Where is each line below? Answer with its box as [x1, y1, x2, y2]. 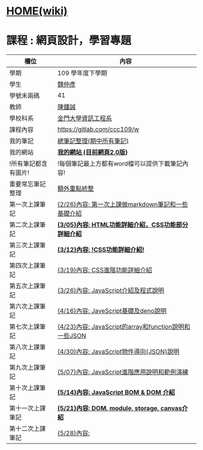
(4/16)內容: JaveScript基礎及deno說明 [57, 307, 167, 315]
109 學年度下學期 [57, 69, 108, 77]
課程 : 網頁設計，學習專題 [6, 34, 132, 48]
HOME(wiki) [6, 4, 68, 18]
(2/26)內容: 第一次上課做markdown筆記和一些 [57, 201, 188, 209]
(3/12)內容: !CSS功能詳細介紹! [57, 246, 145, 254]
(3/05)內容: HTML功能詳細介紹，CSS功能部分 [57, 220, 188, 229]
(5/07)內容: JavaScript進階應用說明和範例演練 [57, 368, 188, 376]
